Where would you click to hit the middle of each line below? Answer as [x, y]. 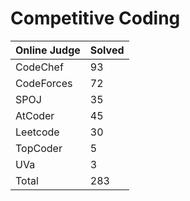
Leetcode [37, 132]
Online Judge [48, 50]
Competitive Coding [95, 18]
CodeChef [39, 67]
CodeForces [44, 83]
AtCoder [35, 115]
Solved [107, 50]
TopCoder [39, 148]
